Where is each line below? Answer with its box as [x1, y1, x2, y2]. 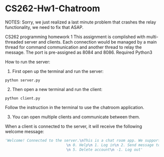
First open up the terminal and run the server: [12, 68, 104, 74]
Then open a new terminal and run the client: [12, 86, 102, 92]
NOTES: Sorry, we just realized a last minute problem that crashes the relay [5, 19, 156, 25]
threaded [5, 39, 23, 45]
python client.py [5, 96, 41, 101]
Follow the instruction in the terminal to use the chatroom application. [5, 104, 144, 110]
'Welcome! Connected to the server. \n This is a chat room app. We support [5, 138, 161, 143]
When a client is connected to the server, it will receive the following [5, 123, 143, 129]
